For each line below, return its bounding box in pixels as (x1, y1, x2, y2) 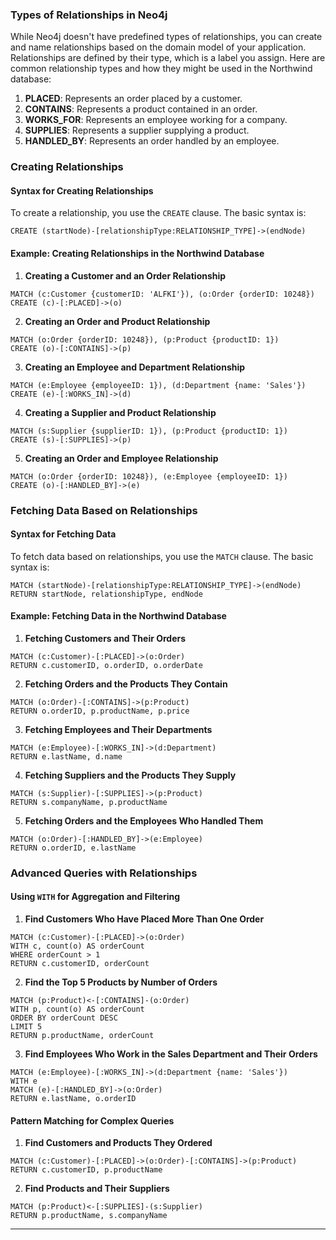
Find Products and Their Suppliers (24, 1183, 170, 1195)
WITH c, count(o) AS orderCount (10, 941, 145, 952)
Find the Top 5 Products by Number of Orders (24, 976, 218, 988)
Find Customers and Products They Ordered (24, 1137, 213, 1149)
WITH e (10, 1076, 38, 1087)
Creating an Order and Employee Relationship (24, 452, 219, 464)
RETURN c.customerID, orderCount (10, 959, 150, 969)
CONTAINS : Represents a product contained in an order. (24, 103, 258, 115)
